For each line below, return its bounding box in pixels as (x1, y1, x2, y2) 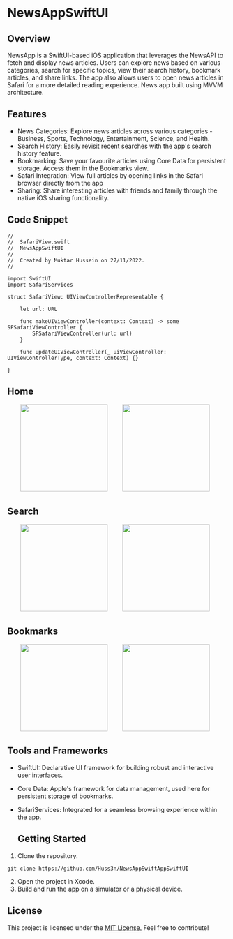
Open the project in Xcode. (17, 877, 96, 885)
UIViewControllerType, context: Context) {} (7, 354, 139, 361)
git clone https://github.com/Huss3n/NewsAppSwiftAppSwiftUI (7, 865, 189, 872)
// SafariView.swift (7, 239, 70, 246)
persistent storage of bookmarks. (17, 792, 114, 800)
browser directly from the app (17, 179, 103, 187)
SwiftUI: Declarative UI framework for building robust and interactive (17, 763, 214, 772)
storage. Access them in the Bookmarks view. (17, 164, 149, 172)
